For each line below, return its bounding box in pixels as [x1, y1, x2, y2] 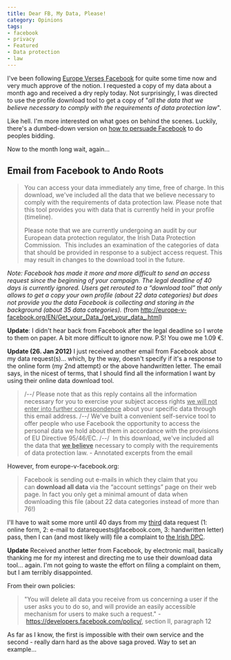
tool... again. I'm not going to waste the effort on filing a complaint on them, [7, 560, 221, 569]
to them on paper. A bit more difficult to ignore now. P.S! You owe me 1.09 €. [7, 333, 224, 342]
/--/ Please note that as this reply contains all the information [23, 390, 197, 398]
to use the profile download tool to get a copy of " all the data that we [7, 96, 203, 104]
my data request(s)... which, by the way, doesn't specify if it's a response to [7, 354, 223, 363]
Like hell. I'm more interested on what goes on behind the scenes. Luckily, [7, 117, 218, 125]
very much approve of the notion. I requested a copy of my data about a [7, 81, 212, 90]
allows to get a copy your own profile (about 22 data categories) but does [7, 291, 219, 299]
